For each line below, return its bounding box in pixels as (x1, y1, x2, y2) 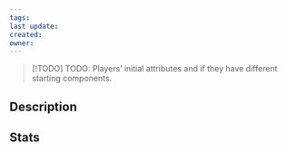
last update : (9, 22, 59, 31)
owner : (9, 38, 35, 48)
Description (9, 99, 77, 114)
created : (9, 30, 43, 39)
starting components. (31, 73, 113, 84)
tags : (9, 13, 30, 23)
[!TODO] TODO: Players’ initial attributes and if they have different (31, 63, 278, 74)
